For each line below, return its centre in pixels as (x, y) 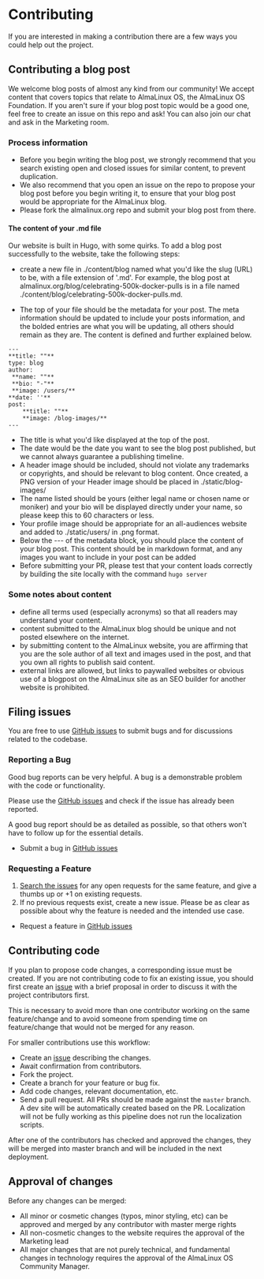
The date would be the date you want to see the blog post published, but (138, 448)
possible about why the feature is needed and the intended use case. (132, 911)
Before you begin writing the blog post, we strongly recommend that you (138, 160)
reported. (23, 809)
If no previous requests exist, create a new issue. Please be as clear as (134, 902)
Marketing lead (44, 1241)
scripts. (32, 1124)
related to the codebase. (48, 739)
